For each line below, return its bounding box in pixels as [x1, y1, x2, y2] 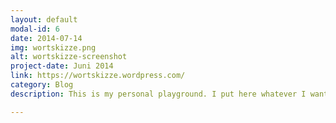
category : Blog [10, 80, 74, 90]
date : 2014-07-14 [10, 33, 83, 43]
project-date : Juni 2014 [10, 61, 114, 71]
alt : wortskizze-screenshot [10, 52, 128, 62]
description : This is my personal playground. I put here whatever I [10, 89, 307, 99]
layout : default [10, 14, 78, 25]
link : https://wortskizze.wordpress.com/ [10, 71, 186, 81]
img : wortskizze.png [10, 42, 97, 53]
